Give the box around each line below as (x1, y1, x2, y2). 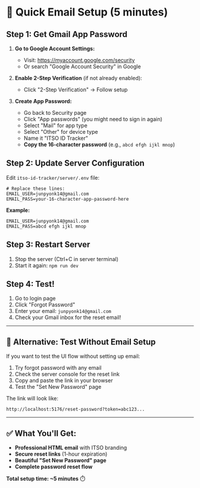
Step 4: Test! (6, 279, 55, 289)
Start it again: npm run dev (14, 262, 79, 269)
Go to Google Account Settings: (14, 45, 95, 52)
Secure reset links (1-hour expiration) (14, 450, 108, 458)
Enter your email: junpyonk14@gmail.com (14, 308, 111, 315)
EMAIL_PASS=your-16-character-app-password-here (6, 196, 129, 202)
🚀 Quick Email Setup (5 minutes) (6, 5, 168, 19)
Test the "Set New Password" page (14, 383, 102, 391)
